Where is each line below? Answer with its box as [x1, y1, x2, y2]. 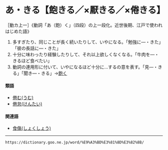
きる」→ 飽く [40, 70, 67, 76]
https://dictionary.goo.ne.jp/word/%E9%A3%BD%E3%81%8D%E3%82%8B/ [5, 140, 144, 145]
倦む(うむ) [12, 94, 34, 100]
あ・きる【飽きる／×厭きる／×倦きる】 [5, 4, 165, 16]
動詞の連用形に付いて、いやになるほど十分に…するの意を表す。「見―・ [12, 63, 158, 70]
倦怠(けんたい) [12, 101, 42, 107]
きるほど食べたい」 [12, 57, 52, 63]
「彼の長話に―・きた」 [12, 45, 61, 51]
